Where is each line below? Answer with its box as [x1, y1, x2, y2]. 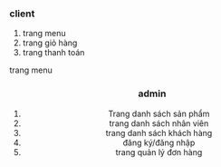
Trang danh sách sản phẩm [108, 108, 210, 119]
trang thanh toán [22, 47, 85, 58]
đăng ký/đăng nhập [122, 137, 196, 148]
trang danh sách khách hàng [105, 127, 213, 138]
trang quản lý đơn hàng [115, 146, 203, 157]
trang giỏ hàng [22, 37, 78, 48]
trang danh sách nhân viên [109, 117, 209, 129]
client [9, 7, 35, 20]
